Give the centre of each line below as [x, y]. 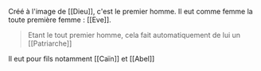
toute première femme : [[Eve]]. [60, 20]
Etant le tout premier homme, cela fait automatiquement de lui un [134, 35]
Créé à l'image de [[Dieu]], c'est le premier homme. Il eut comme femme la [130, 11]
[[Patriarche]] [50, 43]
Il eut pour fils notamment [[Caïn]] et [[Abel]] [82, 59]
